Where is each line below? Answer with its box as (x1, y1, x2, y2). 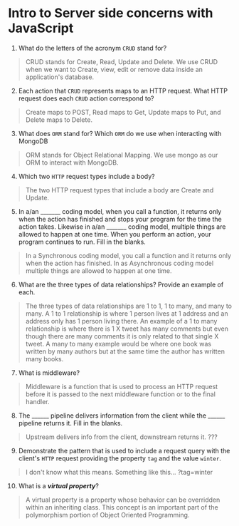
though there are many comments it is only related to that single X (25, 331, 219, 340)
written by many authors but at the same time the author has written (25, 347, 225, 356)
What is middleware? (18, 368, 80, 377)
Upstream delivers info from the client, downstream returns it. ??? (25, 433, 218, 441)
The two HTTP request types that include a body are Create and (25, 185, 214, 194)
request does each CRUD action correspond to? (18, 94, 154, 103)
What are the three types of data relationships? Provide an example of (18, 280, 224, 289)
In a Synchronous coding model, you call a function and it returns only (25, 251, 232, 259)
